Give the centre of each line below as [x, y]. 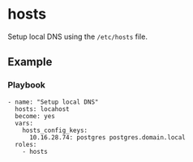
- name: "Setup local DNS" [53, 102]
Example [30, 62]
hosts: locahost [42, 109]
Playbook [27, 85]
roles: [26, 144]
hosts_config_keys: [55, 130]
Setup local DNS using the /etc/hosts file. [77, 36]
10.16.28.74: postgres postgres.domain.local [107, 137]
